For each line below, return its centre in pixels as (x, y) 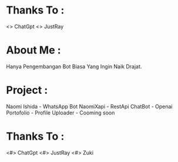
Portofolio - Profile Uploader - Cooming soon (61, 113)
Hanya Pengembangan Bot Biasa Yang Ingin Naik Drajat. (74, 66)
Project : (27, 90)
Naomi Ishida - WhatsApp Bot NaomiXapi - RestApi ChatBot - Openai (89, 106)
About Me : (33, 50)
